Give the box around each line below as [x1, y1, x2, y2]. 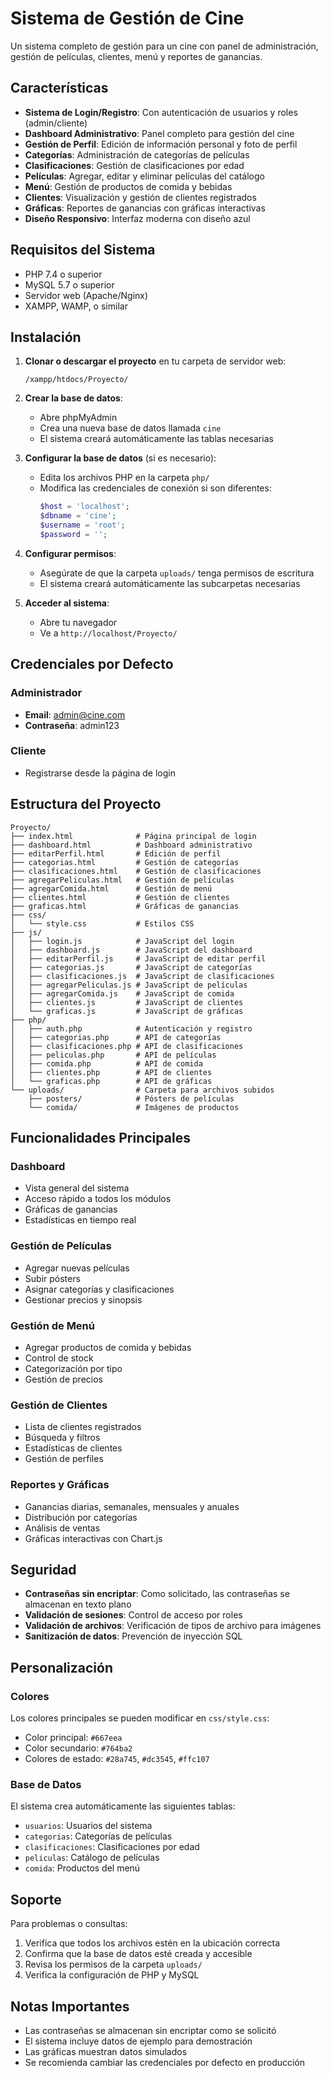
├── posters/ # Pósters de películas [28, 1093, 235, 1104]
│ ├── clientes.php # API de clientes [10, 1067, 213, 1077]
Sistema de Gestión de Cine [10, 7, 245, 30]
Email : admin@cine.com [24, 708, 126, 721]
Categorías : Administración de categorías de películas [24, 148, 250, 161]
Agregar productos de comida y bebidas [24, 1341, 192, 1353]
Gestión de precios [24, 1373, 103, 1385]
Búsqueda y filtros [24, 1432, 101, 1444]
